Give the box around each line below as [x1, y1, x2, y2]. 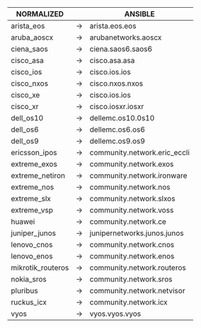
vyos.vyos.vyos [89, 309, 142, 318]
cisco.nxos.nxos [89, 79, 144, 88]
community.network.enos [89, 251, 175, 261]
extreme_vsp [11, 205, 53, 215]
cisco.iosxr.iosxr [89, 102, 144, 111]
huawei [11, 217, 35, 226]
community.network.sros [89, 274, 173, 284]
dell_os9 [11, 136, 39, 146]
